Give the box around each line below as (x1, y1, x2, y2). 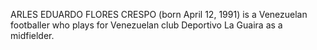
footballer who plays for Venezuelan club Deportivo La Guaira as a (10, 19, 283, 31)
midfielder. (10, 30, 55, 41)
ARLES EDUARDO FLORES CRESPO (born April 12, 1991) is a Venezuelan (10, 9, 308, 20)
